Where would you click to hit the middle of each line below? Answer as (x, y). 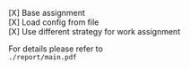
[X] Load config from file (54, 22)
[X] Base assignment (47, 13)
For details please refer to (56, 49)
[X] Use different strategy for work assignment (95, 31)
